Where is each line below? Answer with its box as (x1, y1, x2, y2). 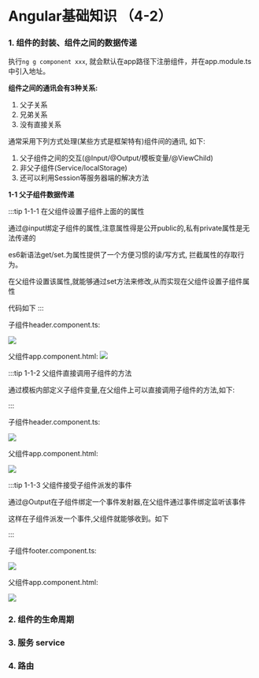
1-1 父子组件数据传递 (8, 190, 75, 200)
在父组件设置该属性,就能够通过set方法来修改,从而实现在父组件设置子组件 (8, 277, 243, 287)
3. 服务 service (8, 637, 65, 648)
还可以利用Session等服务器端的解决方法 (19, 173, 150, 182)
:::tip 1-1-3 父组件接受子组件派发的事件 (8, 481, 132, 490)
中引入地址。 (8, 66, 50, 76)
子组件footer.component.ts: (8, 546, 97, 556)
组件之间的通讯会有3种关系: (8, 84, 98, 93)
